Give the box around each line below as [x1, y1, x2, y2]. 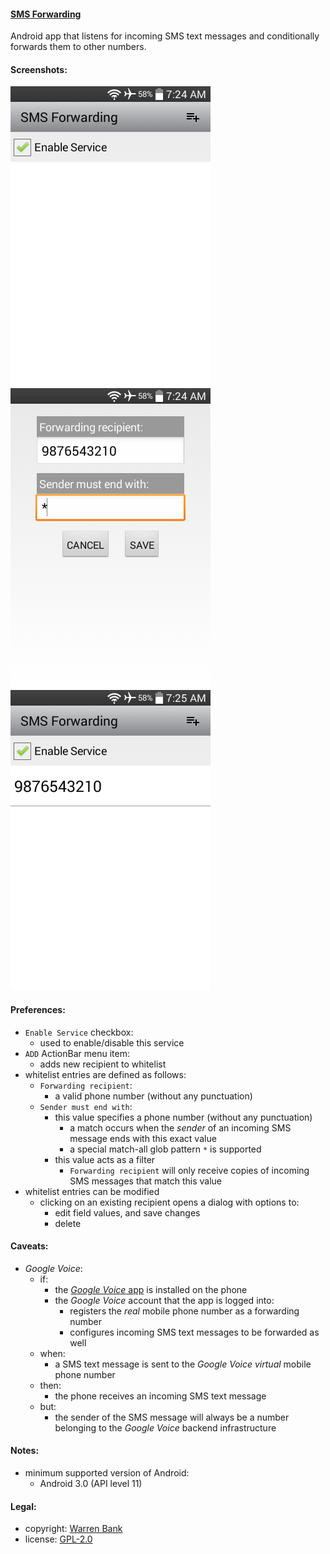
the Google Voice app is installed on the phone [54, 1283, 248, 1295]
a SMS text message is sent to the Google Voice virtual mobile [54, 1358, 312, 1370]
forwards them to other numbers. [10, 41, 147, 53]
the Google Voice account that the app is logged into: [54, 1294, 275, 1306]
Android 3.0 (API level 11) [39, 1478, 143, 1490]
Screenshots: [10, 63, 68, 75]
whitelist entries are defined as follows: [24, 1068, 187, 1080]
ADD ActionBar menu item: [24, 1047, 130, 1059]
